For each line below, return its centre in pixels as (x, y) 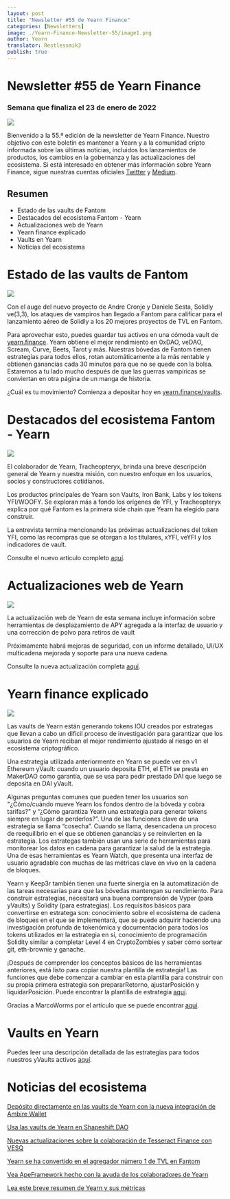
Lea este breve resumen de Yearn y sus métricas (76, 1188)
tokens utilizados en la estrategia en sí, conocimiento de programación (107, 934)
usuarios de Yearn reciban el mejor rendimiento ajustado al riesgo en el (108, 741)
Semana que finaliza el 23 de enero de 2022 (82, 107)
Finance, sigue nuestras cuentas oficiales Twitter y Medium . (92, 172)
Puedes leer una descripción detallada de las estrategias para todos (103, 1052)
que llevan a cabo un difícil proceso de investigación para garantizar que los (115, 733)
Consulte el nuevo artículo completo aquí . (66, 558)
